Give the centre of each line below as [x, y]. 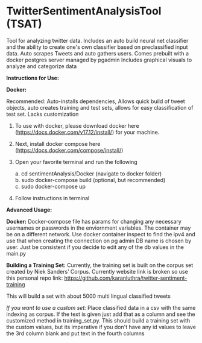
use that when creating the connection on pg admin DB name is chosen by [99, 241]
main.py [16, 253]
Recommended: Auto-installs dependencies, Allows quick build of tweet [96, 101]
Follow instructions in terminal [52, 198]
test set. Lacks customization [43, 114]
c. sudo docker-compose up [50, 186]
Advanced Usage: [29, 210]
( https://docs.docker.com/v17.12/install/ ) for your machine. [87, 132]
